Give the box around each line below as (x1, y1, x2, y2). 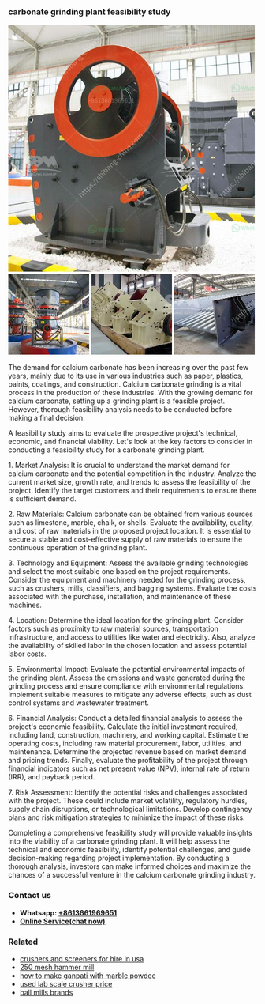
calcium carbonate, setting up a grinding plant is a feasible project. (8, 396, 226, 406)
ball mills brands (19, 987, 73, 997)
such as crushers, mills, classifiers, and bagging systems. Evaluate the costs (8, 583, 257, 593)
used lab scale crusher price (19, 979, 113, 988)
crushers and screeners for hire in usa (19, 953, 144, 963)
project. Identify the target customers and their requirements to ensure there (8, 485, 256, 496)
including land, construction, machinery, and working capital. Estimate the (8, 730, 248, 740)
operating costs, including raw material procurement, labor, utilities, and (8, 738, 242, 749)
